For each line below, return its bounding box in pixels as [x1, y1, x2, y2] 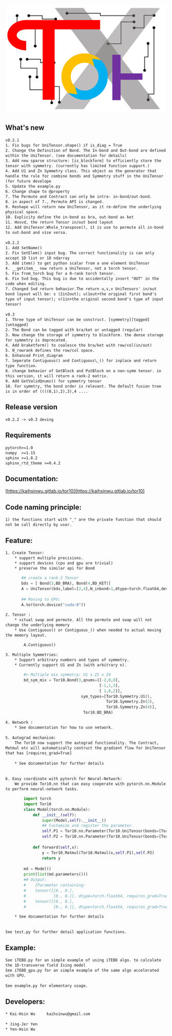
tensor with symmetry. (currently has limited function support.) [5, 163, 150, 168]
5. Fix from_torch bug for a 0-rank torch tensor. [5, 271, 116, 276]
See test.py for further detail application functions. [5, 929, 127, 935]
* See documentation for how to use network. [14, 725, 114, 730]
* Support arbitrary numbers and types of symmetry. [14, 658, 130, 663]
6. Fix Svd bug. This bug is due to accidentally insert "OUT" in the [5, 276, 159, 281]
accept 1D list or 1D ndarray [5, 255, 70, 260]
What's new [5, 124, 45, 132]
